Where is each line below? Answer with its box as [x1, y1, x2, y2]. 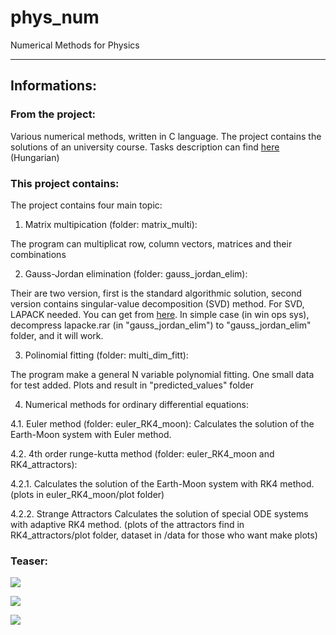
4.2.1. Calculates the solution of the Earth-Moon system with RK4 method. [10, 477, 315, 490]
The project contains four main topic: [10, 199, 163, 211]
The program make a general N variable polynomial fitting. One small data [10, 368, 315, 380]
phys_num [10, 6, 100, 29]
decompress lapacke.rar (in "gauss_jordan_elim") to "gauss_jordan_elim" [10, 319, 312, 331]
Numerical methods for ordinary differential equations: [24, 398, 250, 410]
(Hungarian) [10, 151, 60, 163]
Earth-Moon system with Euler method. [10, 428, 172, 440]
